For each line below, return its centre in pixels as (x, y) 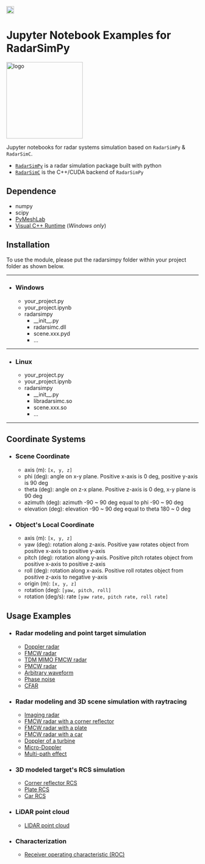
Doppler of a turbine (50, 741)
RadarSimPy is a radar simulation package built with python (88, 165)
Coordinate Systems (46, 439)
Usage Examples (39, 616)
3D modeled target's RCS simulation (70, 770)
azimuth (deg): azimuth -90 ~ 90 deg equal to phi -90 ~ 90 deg (104, 502)
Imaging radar (42, 715)
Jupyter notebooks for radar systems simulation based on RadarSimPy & (96, 147)
